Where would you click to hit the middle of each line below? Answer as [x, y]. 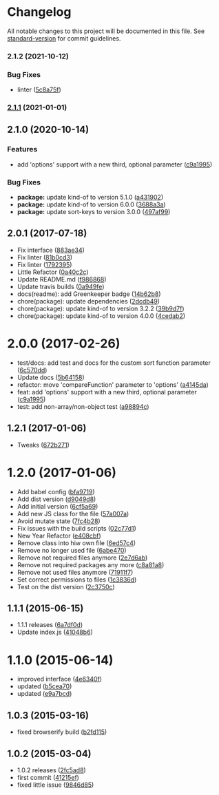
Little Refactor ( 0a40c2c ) [53, 272]
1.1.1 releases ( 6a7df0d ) [50, 625]
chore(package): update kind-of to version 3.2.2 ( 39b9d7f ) [101, 308]
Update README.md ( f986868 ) [62, 279]
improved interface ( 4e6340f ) [59, 679]
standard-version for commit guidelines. [64, 38]
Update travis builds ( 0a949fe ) [61, 286]
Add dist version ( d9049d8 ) [56, 499]
